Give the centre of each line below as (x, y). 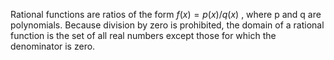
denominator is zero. (53, 46)
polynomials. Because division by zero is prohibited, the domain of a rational (167, 25)
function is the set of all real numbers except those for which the (143, 35)
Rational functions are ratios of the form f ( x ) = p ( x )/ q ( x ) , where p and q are (166, 14)
